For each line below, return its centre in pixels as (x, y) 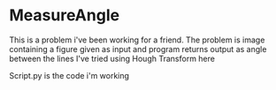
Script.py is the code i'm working (69, 75)
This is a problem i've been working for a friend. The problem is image (137, 40)
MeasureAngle (65, 15)
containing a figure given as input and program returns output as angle (138, 49)
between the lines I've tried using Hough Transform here (112, 58)
